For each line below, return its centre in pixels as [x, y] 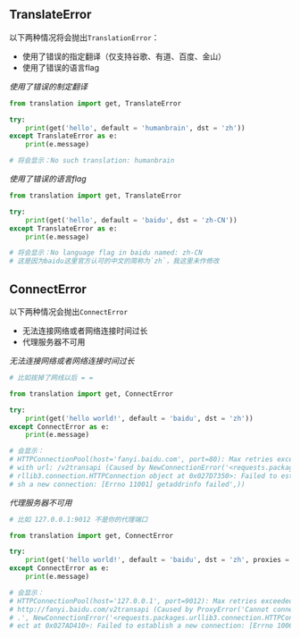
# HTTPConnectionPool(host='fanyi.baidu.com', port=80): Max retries [142, 459]
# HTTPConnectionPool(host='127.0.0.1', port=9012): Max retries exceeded [151, 601]
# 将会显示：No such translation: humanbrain [92, 161]
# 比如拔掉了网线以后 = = [51, 378]
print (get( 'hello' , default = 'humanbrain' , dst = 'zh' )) [135, 128]
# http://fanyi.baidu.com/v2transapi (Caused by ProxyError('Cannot [139, 609]
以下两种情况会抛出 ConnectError [68, 311]
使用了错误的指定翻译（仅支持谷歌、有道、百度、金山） [124, 56]
